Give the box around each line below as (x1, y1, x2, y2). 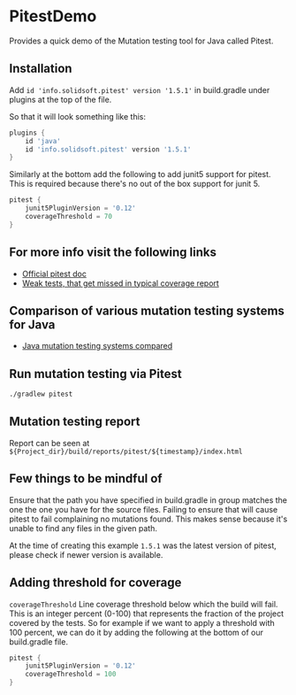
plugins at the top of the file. (9, 94, 112, 104)
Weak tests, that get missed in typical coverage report (21, 277, 219, 289)
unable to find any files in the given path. (9, 522, 157, 533)
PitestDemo (9, 6, 97, 27)
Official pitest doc (21, 268, 87, 279)
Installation (9, 61, 72, 76)
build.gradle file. (9, 636, 69, 647)
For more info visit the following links (9, 245, 216, 260)
